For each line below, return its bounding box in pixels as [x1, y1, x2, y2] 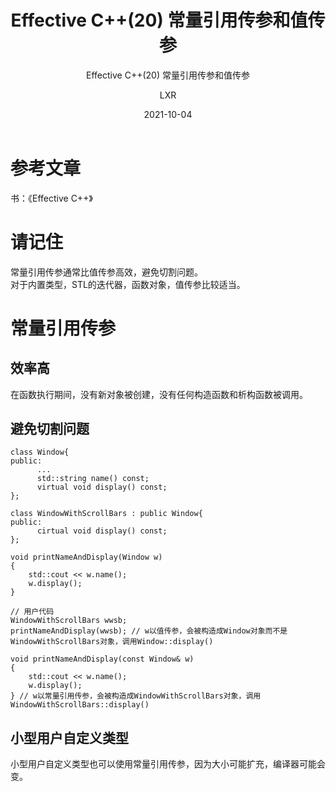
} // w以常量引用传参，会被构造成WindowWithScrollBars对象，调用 [10, 691, 262, 701]
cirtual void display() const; [36, 526, 168, 536]
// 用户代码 [10, 607, 55, 617]
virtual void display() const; [36, 482, 168, 493]
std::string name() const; [36, 474, 150, 484]
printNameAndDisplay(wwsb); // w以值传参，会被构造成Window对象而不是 [10, 626, 288, 636]
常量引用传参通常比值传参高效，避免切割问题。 [10, 266, 203, 278]
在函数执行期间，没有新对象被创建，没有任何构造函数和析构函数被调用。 [10, 388, 308, 400]
